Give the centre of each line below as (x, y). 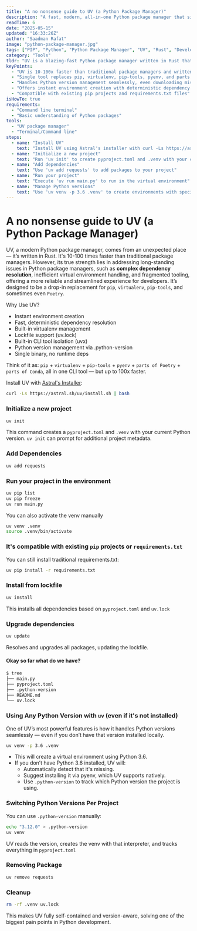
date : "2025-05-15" (30, 28)
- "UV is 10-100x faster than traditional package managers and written (102, 72)
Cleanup (18, 892)
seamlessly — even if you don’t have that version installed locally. (85, 735)
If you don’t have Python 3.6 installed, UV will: (70, 763)
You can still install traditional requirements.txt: (62, 559)
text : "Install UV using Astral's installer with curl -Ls (90, 148)
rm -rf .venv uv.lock (33, 904)
